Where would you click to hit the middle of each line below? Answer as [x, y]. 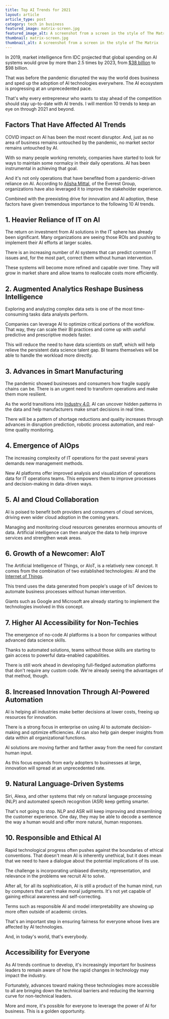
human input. [19, 753]
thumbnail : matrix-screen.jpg [37, 38]
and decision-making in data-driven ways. [49, 483]
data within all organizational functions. [46, 738]
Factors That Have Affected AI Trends [66, 125]
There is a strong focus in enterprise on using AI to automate [68, 727]
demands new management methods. [45, 463]
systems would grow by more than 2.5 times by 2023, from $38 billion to [80, 62]
